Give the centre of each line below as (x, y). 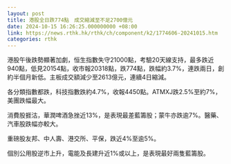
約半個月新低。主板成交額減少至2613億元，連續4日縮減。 (89, 78)
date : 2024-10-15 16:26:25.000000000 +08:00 (72, 26)
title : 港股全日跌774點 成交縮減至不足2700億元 (70, 20)
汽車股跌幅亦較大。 (35, 124)
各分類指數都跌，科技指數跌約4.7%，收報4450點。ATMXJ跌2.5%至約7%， (114, 92)
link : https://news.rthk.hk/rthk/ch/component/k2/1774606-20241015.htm (112, 33)
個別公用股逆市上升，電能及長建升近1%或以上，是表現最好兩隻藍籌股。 (108, 154)
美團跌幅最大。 (28, 100)
